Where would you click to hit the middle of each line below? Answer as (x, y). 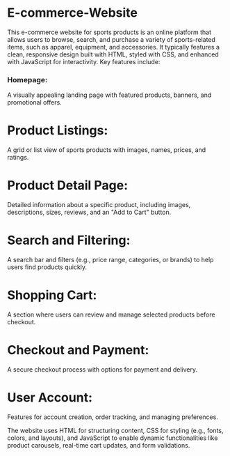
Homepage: (27, 79)
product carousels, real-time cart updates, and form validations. (99, 445)
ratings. (18, 158)
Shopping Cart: (52, 295)
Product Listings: (58, 131)
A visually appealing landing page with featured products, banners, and (109, 95)
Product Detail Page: (68, 185)
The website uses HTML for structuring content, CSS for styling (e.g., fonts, (115, 430)
